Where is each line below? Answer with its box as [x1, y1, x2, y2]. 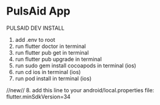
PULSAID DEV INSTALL [6, 24, 65, 32]
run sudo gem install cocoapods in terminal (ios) [15, 62, 137, 69]
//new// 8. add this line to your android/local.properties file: [6, 86, 155, 93]
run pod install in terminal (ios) [15, 75, 92, 82]
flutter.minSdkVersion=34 [6, 93, 71, 100]
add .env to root [15, 36, 55, 43]
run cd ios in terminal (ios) [15, 68, 81, 75]
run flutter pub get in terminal [15, 49, 89, 56]
